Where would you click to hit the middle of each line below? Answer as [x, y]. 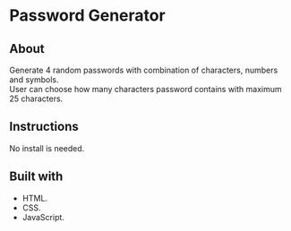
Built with [36, 177]
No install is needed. [47, 148]
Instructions [44, 127]
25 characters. [36, 98]
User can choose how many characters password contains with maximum [145, 89]
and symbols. [34, 80]
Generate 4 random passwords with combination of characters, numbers [144, 70]
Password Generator [87, 16]
